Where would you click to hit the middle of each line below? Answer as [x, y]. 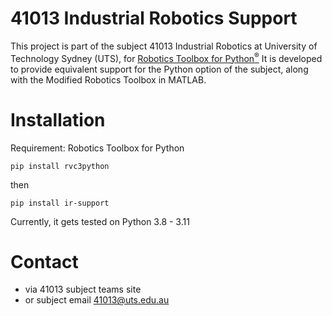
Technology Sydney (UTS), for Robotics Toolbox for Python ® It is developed [166, 57]
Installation [58, 119]
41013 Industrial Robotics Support [154, 18]
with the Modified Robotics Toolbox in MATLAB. [108, 79]
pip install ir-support [60, 203]
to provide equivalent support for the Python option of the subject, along [159, 69]
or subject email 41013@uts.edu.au [97, 300]
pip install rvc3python [60, 166]
